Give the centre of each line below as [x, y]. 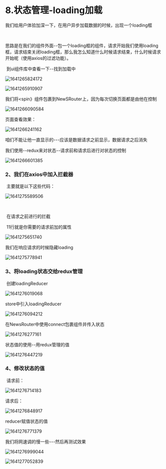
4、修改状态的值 [25, 369]
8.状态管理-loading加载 [54, 10]
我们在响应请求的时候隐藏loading [39, 248]
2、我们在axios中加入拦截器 [39, 174]
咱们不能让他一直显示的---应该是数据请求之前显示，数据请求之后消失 [76, 140]
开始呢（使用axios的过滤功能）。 [38, 58]
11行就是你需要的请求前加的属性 [39, 227]
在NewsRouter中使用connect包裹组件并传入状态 [55, 324]
